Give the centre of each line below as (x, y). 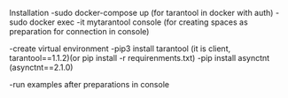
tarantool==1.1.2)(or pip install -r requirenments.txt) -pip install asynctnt (140, 58)
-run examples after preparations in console (90, 84)
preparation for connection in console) (79, 31)
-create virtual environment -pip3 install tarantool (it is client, (120, 49)
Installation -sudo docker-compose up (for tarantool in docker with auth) (141, 13)
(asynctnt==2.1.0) (41, 67)
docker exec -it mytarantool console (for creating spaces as (139, 22)
